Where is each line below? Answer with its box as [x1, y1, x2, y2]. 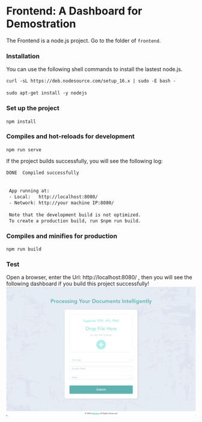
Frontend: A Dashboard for [6, 4, 142, 18]
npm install [6, 119, 36, 125]
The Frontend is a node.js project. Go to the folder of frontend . [6, 37, 161, 44]
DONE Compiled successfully [6, 170, 79, 176]
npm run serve [6, 146, 42, 153]
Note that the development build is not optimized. [8, 212, 141, 218]
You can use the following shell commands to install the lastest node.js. [6, 66, 183, 73]
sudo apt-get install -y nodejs [6, 90, 87, 96]
